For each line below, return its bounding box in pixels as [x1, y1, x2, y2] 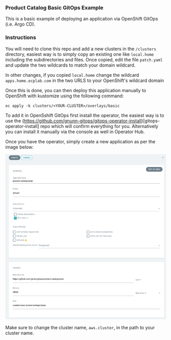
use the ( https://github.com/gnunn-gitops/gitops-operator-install [5, 117, 142, 124]
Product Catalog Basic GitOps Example [5, 4, 104, 11]
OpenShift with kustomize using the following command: [5, 93, 124, 99]
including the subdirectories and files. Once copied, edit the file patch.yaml [5, 56, 163, 62]
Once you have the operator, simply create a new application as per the [5, 138, 156, 144]
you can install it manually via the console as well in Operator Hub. [5, 129, 145, 135]
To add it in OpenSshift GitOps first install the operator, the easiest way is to [5, 112, 164, 118]
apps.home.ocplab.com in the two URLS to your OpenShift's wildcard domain [5, 77, 164, 83]
